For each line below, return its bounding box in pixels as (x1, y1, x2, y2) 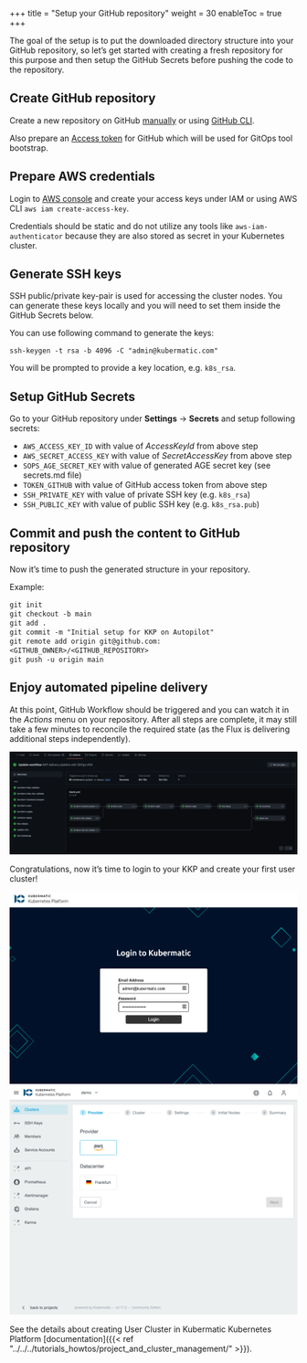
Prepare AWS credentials (9, 169, 155, 185)
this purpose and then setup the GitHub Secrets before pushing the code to (9, 55, 294, 65)
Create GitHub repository (9, 90, 156, 106)
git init (9, 600, 43, 610)
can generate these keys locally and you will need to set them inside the (9, 301, 281, 312)
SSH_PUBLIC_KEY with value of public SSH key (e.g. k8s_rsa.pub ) (22, 499, 260, 510)
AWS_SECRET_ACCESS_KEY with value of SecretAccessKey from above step (22, 450, 292, 461)
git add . (9, 618, 48, 629)
